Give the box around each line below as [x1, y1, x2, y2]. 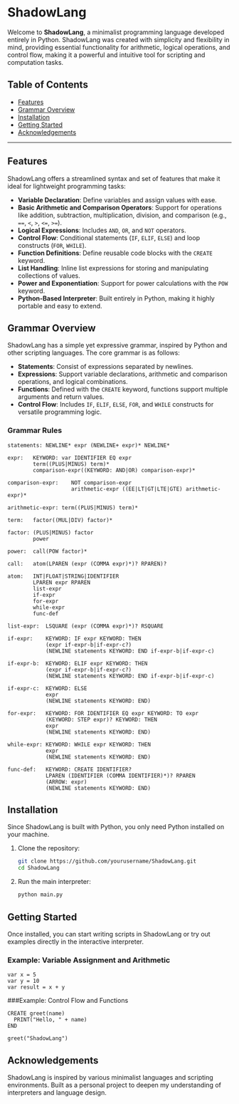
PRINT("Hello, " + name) [14, 1016, 87, 1024]
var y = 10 [7, 977, 40, 985]
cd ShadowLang [17, 865, 60, 872]
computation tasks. [7, 58, 64, 66]
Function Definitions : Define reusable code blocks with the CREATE [17, 249, 213, 257]
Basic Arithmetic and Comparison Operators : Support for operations [17, 203, 222, 212]
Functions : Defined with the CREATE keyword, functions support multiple [17, 385, 228, 394]
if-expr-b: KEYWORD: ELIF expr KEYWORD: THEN [7, 660, 148, 667]
